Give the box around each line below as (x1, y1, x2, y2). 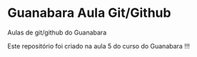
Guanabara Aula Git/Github (7, 5, 171, 21)
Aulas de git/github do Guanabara (7, 28, 107, 37)
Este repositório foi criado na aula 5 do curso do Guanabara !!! (7, 42, 191, 50)
